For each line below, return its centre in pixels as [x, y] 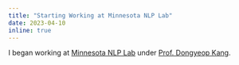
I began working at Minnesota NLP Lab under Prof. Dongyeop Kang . [119, 53]
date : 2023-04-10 [37, 23]
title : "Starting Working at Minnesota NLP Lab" [90, 15]
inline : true [30, 30]
